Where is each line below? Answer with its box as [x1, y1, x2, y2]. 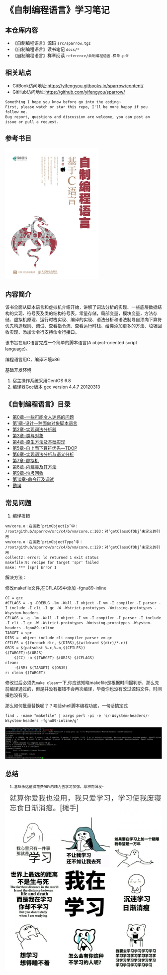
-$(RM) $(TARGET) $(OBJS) [14, 666, 68, 671]
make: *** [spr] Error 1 [5, 565, 57, 570]
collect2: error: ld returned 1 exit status [5, 555, 99, 560]
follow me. [5, 109, 28, 115]
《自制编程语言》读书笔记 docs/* [12, 46, 80, 52]
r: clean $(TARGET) [5, 671, 46, 676]
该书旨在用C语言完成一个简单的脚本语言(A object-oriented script [5, 340, 138, 346]
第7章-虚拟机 [12, 458, 39, 464]
